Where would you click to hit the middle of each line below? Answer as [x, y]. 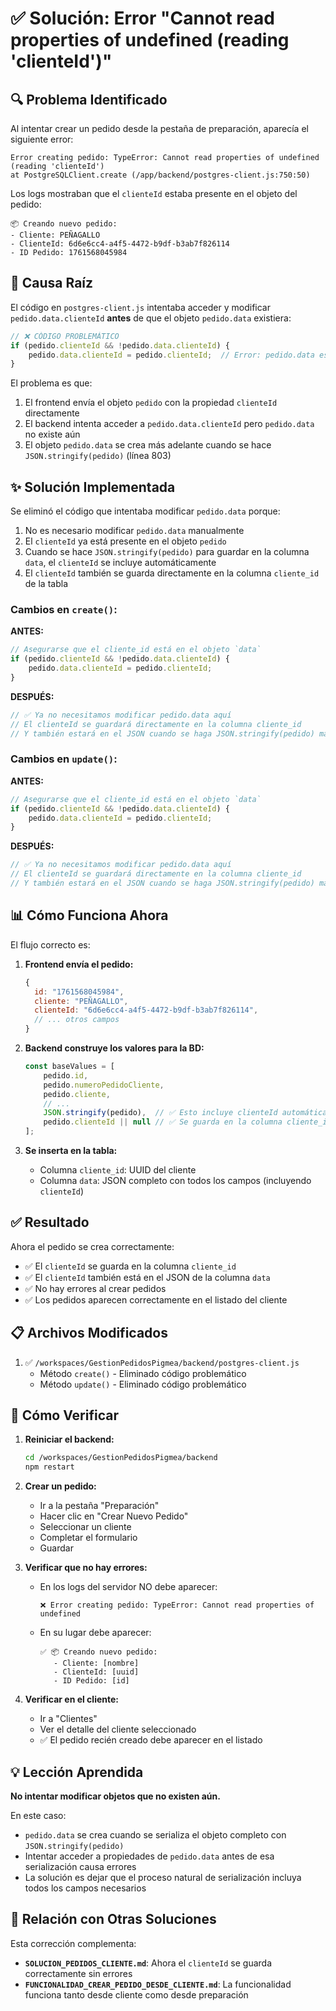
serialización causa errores [80, 1867]
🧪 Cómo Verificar [64, 1415]
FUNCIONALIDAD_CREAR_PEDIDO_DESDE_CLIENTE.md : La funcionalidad [158, 1984]
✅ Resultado [50, 1222]
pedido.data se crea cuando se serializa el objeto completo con [155, 1835]
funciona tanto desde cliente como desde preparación [136, 1994]
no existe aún [52, 434]
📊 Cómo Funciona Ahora [89, 915]
